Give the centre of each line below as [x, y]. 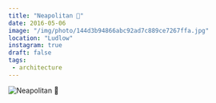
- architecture [37, 68]
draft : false [30, 53]
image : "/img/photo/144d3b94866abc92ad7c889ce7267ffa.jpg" [109, 30]
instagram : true [35, 46]
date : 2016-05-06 [37, 23]
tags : [17, 61]
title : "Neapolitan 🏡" [46, 16]
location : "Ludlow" [41, 38]
